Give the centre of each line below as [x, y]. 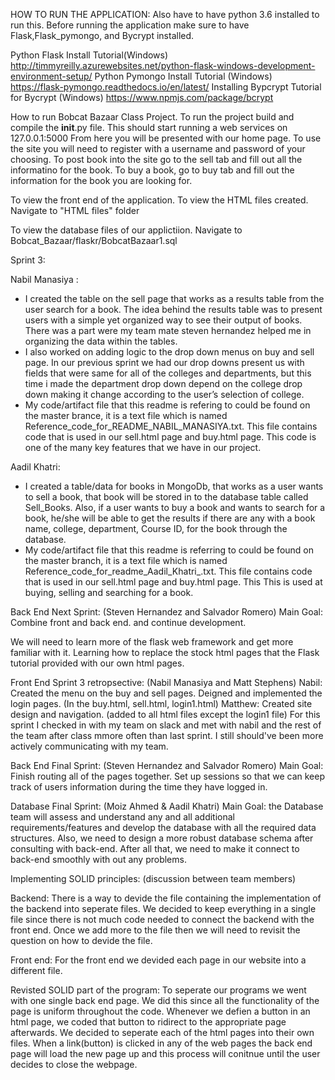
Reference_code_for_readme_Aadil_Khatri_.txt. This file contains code [168, 571]
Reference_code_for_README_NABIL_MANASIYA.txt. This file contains [171, 426]
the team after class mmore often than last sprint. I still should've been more [167, 735]
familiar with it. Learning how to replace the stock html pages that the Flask [165, 652]
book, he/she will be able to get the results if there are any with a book [170, 518]
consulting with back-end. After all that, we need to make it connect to [155, 848]
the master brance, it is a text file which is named [126, 415]
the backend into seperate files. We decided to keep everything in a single [163, 908]
